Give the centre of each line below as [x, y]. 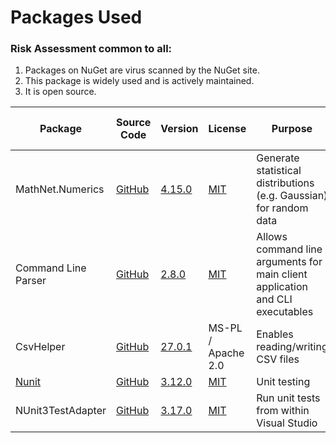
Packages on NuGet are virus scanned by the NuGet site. [142, 70]
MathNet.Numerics [60, 189]
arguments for [289, 262]
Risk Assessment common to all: [91, 49]
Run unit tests [288, 398]
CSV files [278, 359]
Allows [272, 237]
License [227, 129]
